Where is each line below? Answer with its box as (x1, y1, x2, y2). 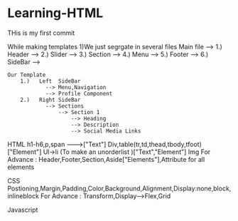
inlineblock (7, 191, 39, 200)
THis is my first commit (7, 29, 75, 37)
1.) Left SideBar (20, 77, 81, 85)
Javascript (7, 205, 38, 214)
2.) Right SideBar (20, 96, 81, 103)
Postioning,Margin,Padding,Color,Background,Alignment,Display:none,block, (7, 184, 232, 192)
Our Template (7, 71, 46, 78)
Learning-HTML (7, 5, 104, 21)
